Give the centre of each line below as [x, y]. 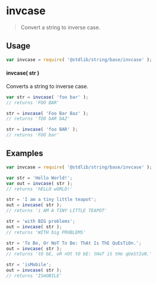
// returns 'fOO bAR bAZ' [38, 119]
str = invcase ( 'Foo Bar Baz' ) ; [47, 113]
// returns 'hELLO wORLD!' [39, 189]
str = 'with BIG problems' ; [41, 221]
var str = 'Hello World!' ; [39, 178]
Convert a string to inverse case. [60, 27]
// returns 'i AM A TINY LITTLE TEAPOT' [57, 211]
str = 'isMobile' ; [29, 265]
